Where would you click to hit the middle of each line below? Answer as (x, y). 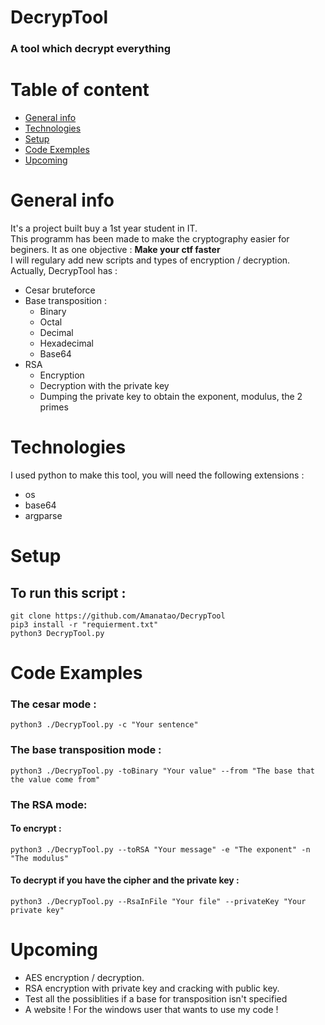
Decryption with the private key (104, 385)
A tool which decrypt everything (91, 49)
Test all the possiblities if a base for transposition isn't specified (156, 998)
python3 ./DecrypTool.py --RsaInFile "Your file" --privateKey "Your (158, 902)
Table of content (80, 90)
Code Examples (76, 673)
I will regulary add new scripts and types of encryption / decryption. (150, 260)
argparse (43, 515)
